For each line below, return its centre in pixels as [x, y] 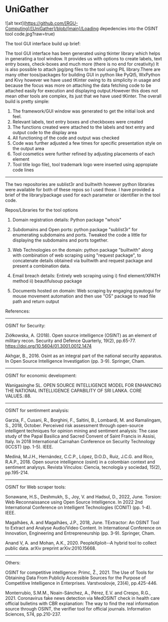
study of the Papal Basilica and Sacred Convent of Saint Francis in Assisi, [80, 436]
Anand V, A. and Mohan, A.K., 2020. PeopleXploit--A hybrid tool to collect [81, 543]
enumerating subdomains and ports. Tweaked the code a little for [80, 235]
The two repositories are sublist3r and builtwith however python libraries [80, 184]
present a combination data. [41, 266]
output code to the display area [45, 132]
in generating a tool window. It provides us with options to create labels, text [84, 58]
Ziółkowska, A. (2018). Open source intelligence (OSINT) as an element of [81, 335]
